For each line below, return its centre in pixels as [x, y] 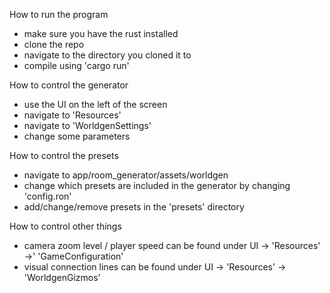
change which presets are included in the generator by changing [157, 185]
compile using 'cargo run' [76, 65]
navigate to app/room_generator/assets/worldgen [126, 175]
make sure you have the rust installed [101, 33]
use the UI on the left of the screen [95, 104]
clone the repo [54, 44]
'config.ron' [47, 196]
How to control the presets [64, 155]
